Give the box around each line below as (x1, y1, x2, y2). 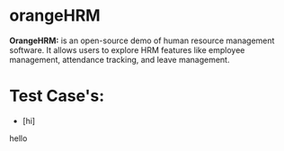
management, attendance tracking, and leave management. (9, 54, 230, 65)
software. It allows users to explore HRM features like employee (9, 44, 245, 55)
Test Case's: (9, 86, 105, 106)
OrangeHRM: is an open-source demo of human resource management (9, 35, 275, 46)
